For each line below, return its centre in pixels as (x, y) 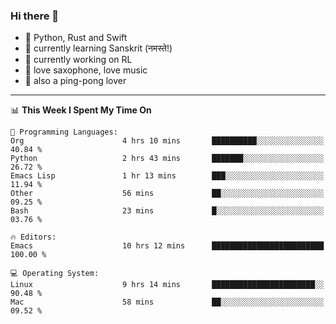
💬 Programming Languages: (64, 132)
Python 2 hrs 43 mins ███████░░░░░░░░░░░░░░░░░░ (167, 159)
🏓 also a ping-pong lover (75, 81)
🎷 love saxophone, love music (86, 70)
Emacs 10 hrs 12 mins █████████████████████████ (167, 246)
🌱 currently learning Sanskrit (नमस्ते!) (98, 48)
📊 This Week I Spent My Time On (81, 110)
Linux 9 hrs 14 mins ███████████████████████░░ (167, 285)
